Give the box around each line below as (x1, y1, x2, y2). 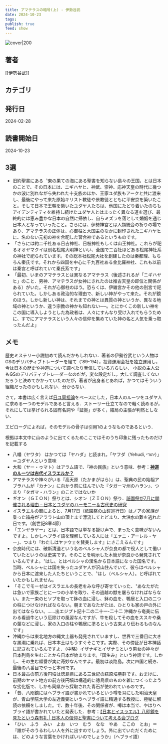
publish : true (5, 21, 35, 27)
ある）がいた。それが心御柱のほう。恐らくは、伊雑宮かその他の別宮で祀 (12, 284, 161, 290)
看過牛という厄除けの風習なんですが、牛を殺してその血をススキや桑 (21, 614, 161, 620)
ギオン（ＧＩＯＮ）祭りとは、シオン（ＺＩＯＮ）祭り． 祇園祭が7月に (12, 495, 155, 501)
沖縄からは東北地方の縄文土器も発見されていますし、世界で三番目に (12, 633, 153, 639)
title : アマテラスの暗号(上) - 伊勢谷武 (5, 7, 81, 13)
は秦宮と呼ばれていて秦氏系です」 (12, 265, 82, 271)
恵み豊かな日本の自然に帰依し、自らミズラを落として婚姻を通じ (29, 215, 161, 221)
